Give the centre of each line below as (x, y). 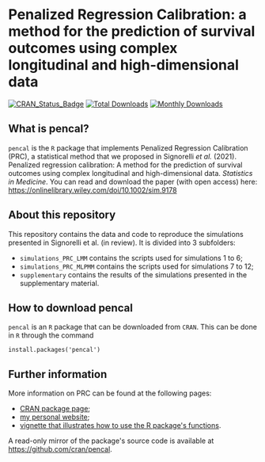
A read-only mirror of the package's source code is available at (111, 441)
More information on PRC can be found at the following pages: (110, 393)
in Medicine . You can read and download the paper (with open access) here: (133, 181)
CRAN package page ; (55, 409)
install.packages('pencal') (55, 350)
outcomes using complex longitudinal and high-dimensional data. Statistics (131, 173)
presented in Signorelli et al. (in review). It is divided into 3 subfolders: (122, 242)
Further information (58, 374)
